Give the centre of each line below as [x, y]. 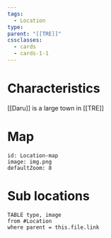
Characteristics [54, 89]
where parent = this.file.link [53, 227]
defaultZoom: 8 [30, 168]
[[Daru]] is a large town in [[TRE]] [56, 108]
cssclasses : [25, 40]
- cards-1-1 [31, 54]
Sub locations [48, 196]
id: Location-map [33, 155]
